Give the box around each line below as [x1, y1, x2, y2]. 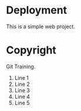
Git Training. [6, 63, 36, 70]
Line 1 [14, 74, 29, 81]
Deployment [6, 4, 67, 17]
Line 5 [14, 99, 30, 106]
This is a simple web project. [6, 23, 75, 30]
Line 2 [14, 80, 31, 88]
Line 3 [14, 86, 31, 94]
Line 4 [14, 93, 31, 100]
